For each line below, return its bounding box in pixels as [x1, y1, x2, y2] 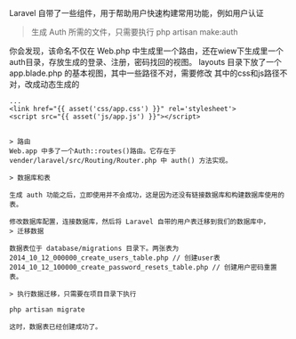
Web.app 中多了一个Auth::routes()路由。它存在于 [9, 147, 177, 156]
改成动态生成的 [24, 79, 80, 89]
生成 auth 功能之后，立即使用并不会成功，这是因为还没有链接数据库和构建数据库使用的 [9, 190, 284, 199]
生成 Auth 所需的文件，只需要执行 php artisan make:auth [30, 27, 238, 37]
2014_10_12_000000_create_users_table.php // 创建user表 [9, 254, 220, 262]
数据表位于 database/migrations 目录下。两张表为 [9, 244, 180, 253]
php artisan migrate [9, 305, 86, 314]
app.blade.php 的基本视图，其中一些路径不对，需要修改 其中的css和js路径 [9, 68, 280, 78]
